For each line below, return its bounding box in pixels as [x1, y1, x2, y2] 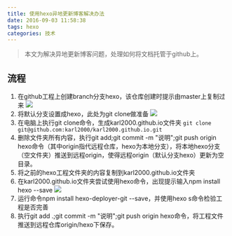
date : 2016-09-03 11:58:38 [7, 17, 86, 24]
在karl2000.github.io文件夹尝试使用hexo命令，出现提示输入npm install [17, 177, 221, 186]
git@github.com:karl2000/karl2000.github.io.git [17, 127, 163, 134]
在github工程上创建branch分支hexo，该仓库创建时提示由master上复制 [17, 92, 219, 101]
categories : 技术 [7, 29, 56, 37]
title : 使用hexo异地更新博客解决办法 [7, 10, 105, 18]
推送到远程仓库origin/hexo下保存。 [17, 221, 118, 229]
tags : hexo [7, 23, 39, 30]
